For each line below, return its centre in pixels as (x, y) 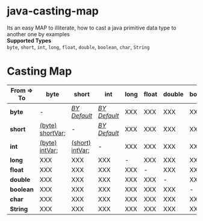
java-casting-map (53, 11)
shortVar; (52, 132)
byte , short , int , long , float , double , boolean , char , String (78, 47)
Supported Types (29, 40)
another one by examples (38, 34)
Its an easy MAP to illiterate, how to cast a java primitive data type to (92, 28)
